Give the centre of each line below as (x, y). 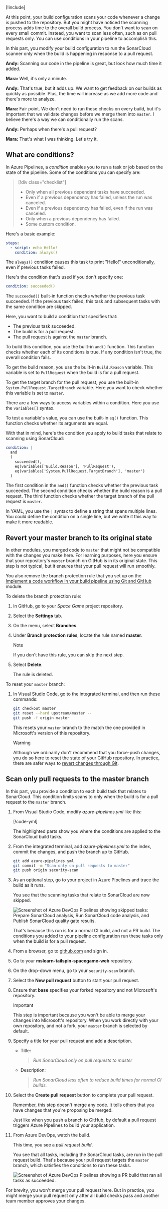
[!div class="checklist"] (42, 182)
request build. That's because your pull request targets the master (81, 1160)
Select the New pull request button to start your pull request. (76, 981)
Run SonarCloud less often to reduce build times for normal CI (97, 1080)
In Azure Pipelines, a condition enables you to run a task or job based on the (85, 167)
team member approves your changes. (46, 1201)
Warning (22, 743)
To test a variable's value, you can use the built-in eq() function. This (77, 418)
